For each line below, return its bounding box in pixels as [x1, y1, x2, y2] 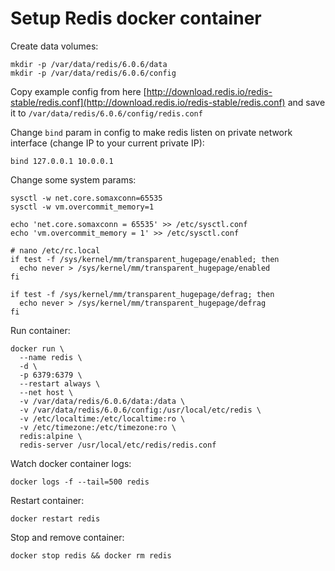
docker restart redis [10, 513, 101, 524]
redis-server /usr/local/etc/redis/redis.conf [19, 440, 217, 450]
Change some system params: [10, 173, 137, 186]
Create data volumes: [10, 40, 99, 52]
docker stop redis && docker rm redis [10, 550, 172, 561]
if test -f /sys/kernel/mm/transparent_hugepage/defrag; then [10, 289, 275, 299]
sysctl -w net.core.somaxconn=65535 [10, 193, 163, 203]
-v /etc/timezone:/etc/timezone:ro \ [19, 422, 177, 432]
